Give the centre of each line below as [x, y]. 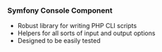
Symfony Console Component [60, 11]
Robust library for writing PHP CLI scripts [77, 26]
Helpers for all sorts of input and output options [86, 33]
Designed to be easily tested [59, 41]
